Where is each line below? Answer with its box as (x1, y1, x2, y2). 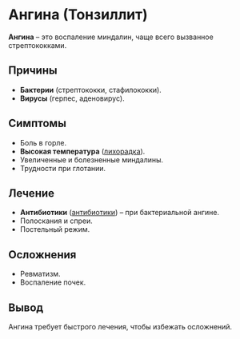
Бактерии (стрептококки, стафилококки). (19, 85, 162, 94)
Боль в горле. (19, 138, 66, 147)
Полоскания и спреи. (19, 216, 94, 225)
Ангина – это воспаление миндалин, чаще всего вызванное (8, 32, 214, 42)
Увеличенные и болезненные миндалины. (19, 154, 164, 165)
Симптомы (8, 117, 66, 130)
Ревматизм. (19, 269, 62, 279)
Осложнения (8, 248, 77, 261)
